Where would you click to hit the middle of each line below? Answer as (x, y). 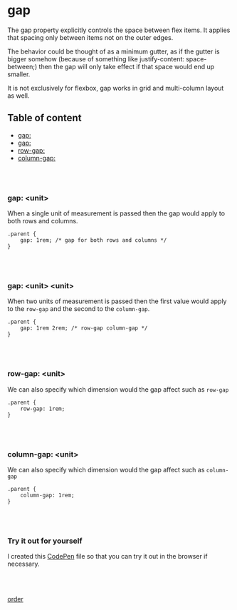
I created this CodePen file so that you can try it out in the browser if (107, 556)
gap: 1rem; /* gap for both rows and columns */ (94, 240)
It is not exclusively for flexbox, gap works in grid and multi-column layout (116, 88)
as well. (19, 96)
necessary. (24, 564)
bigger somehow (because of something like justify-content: (96, 59)
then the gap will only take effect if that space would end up (127, 66)
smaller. (19, 74)
